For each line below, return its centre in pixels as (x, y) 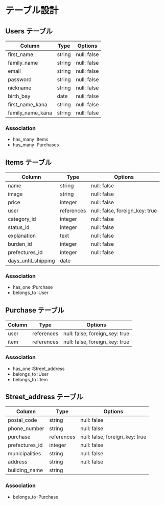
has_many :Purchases (36, 145)
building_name (26, 470)
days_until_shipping (31, 261)
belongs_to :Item (30, 379)
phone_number (26, 429)
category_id (22, 219)
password (20, 79)
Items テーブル (29, 162)
